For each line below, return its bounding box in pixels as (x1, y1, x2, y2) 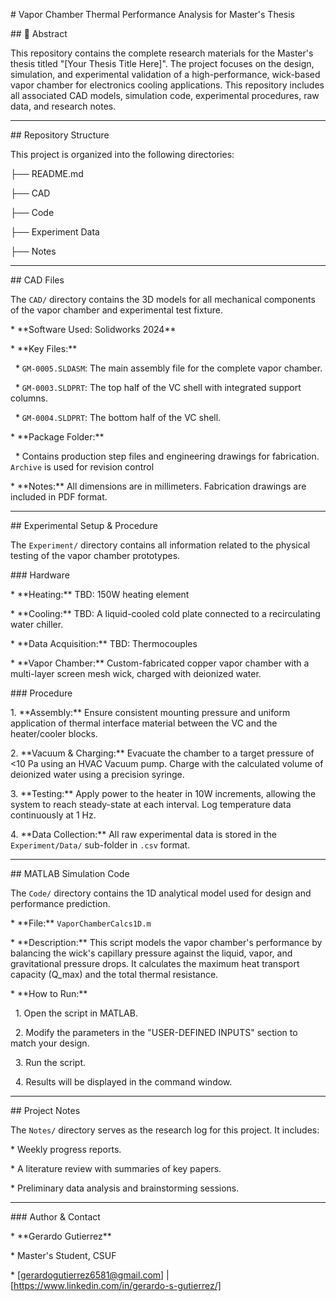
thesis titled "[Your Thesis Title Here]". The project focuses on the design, (10, 58, 315, 69)
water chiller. (10, 619, 64, 630)
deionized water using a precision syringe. (10, 769, 185, 780)
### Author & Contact (10, 1211, 101, 1223)
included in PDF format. (10, 491, 108, 503)
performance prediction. (10, 898, 111, 909)
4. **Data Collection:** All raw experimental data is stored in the (10, 829, 277, 840)
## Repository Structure (10, 129, 110, 141)
